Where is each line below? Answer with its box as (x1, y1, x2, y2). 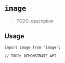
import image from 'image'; (4, 45, 61, 50)
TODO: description (16, 18, 54, 24)
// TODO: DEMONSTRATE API (4, 53, 56, 58)
